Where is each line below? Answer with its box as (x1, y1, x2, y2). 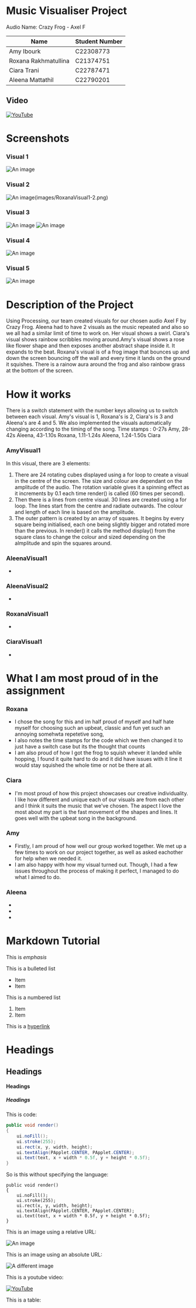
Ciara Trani (9, 66, 39, 74)
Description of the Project (6, 298, 133, 311)
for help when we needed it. (14, 854, 82, 861)
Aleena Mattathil (9, 75, 54, 84)
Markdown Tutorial (6, 935, 101, 947)
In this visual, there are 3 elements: (6, 459, 91, 466)
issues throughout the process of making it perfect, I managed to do (14, 867, 180, 874)
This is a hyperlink (6, 1023, 50, 1030)
